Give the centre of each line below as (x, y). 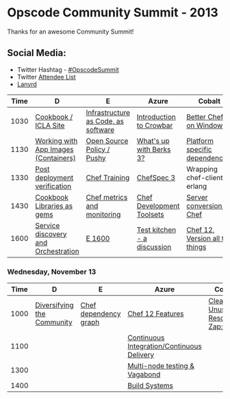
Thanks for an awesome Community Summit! (71, 31)
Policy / (98, 149)
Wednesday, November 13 (52, 272)
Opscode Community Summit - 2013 (113, 13)
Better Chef (205, 116)
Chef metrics (107, 197)
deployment (54, 177)
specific (199, 149)
